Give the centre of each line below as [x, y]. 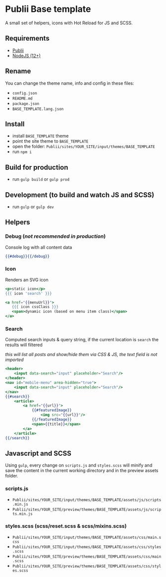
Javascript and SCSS [38, 453]
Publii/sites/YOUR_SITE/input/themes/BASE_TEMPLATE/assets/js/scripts [87, 500]
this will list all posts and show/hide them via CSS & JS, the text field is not [81, 355]
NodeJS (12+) [27, 55]
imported [14, 360]
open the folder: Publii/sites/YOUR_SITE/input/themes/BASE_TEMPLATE [83, 147]
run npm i [22, 152]
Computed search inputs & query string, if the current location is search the [82, 340]
